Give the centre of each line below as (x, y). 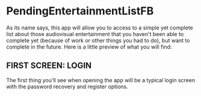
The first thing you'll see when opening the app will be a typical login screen (101, 80)
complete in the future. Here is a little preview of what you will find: (89, 47)
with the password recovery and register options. (67, 86)
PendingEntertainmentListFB (80, 11)
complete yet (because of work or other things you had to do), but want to (98, 40)
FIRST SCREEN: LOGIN (49, 66)
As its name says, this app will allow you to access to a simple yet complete (100, 28)
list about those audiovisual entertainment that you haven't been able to (95, 34)
